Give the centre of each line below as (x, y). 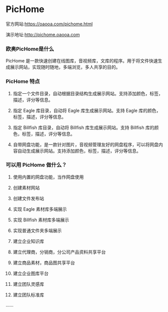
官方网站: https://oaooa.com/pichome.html (49, 24)
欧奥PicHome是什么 (30, 49)
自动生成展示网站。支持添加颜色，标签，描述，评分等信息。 (79, 151)
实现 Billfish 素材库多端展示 (41, 220)
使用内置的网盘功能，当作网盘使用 (48, 177)
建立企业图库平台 (31, 273)
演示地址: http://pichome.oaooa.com (43, 34)
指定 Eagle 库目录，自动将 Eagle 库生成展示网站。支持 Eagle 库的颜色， (87, 110)
